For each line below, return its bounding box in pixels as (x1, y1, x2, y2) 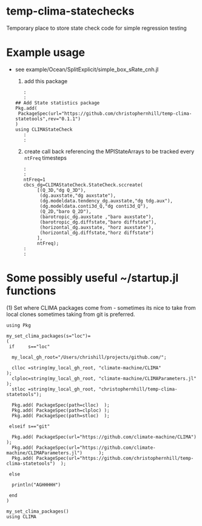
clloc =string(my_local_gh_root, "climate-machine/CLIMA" (12, 364, 162, 371)
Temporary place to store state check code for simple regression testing (6, 24, 187, 32)
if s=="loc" (8, 343, 50, 350)
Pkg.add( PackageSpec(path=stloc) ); (12, 412, 110, 418)
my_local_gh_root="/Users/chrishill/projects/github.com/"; (12, 354, 167, 360)
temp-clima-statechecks (6, 4, 135, 18)
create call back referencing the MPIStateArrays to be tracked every (24, 148, 195, 155)
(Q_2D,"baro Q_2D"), (39, 208, 92, 214)
